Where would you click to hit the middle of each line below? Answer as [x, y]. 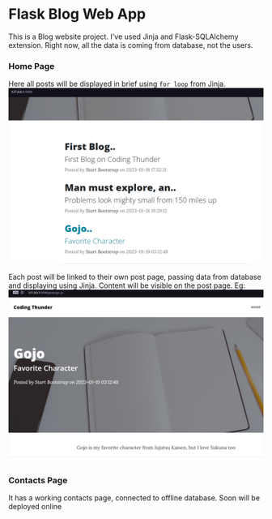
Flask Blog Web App [77, 14]
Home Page [32, 66]
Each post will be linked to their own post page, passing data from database [135, 277]
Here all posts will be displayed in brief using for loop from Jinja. [117, 84]
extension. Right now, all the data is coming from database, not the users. [131, 45]
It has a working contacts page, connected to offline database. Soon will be [134, 498]
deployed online [35, 507]
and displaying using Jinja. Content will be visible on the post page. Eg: [127, 285]
